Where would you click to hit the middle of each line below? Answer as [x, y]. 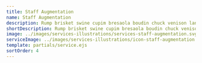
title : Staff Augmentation [40, 12]
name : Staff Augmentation [38, 17]
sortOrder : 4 [23, 51]
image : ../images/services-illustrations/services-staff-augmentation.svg [102, 34]
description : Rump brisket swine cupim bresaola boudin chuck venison [96, 23]
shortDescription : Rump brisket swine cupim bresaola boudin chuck [93, 28]
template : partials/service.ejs [47, 46]
